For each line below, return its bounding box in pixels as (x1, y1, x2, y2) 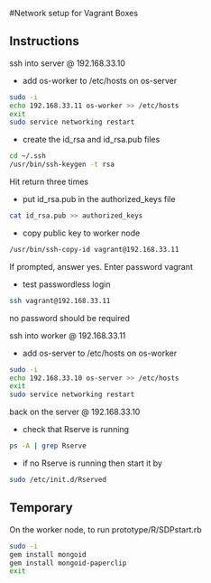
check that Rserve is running (22, 424, 129, 435)
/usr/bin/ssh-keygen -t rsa (9, 160, 115, 170)
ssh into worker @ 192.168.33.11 (9, 329, 126, 341)
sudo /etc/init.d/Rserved (9, 476, 106, 485)
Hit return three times (9, 176, 89, 188)
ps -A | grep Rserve (9, 441, 87, 450)
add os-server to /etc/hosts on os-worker (22, 347, 178, 358)
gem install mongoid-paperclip (9, 559, 127, 568)
